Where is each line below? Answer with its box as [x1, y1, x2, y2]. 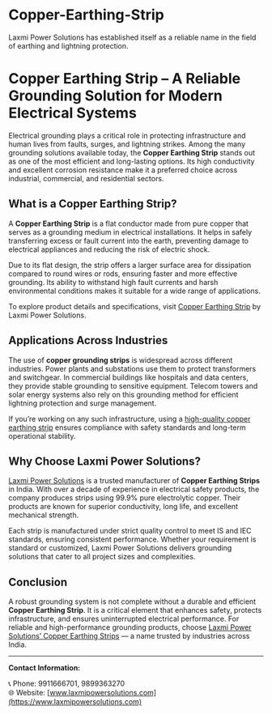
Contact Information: [8, 663, 81, 673]
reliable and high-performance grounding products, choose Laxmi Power [8, 623, 253, 632]
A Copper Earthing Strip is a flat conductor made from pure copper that [8, 219, 249, 228]
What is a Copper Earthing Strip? [8, 197, 177, 211]
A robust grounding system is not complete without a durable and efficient [8, 597, 257, 606]
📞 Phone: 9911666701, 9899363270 [8, 678, 125, 689]
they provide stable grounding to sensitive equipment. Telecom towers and [8, 380, 258, 390]
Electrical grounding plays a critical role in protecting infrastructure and [8, 130, 246, 140]
